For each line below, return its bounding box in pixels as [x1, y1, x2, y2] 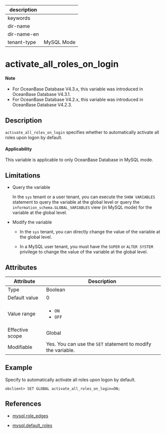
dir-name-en [7, 31, 40, 38]
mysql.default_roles [12, 422, 53, 428]
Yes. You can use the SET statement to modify [46, 341, 152, 347]
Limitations [5, 171, 41, 179]
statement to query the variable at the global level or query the [12, 199, 140, 205]
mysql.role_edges [12, 413, 48, 419]
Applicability [5, 146, 32, 152]
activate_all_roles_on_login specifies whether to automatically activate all [5, 130, 160, 135]
